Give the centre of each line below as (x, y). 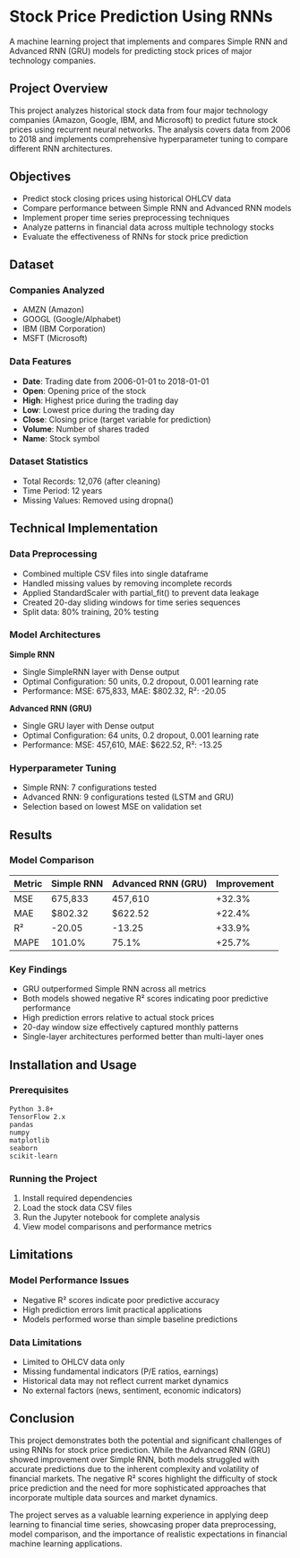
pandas (21, 1125)
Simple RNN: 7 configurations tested (89, 788)
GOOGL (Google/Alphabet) (72, 319)
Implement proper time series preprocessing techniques (126, 217)
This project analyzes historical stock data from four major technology (139, 110)
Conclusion (42, 1418)
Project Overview (59, 88)
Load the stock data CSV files (77, 1208)
